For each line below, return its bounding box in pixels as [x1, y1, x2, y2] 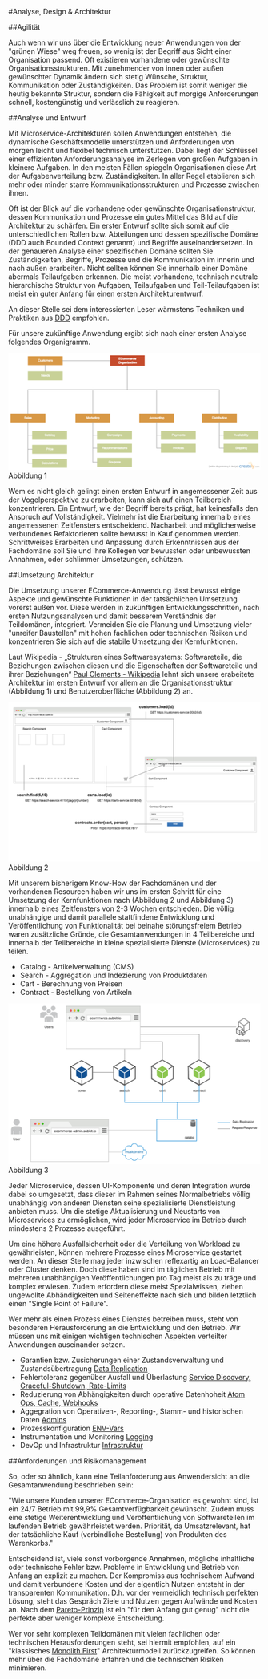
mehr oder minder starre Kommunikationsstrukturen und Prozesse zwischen [8, 180, 260, 189]
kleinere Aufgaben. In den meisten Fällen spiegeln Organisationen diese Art [8, 163, 257, 172]
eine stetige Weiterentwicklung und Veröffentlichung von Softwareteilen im [8, 1512, 255, 1522]
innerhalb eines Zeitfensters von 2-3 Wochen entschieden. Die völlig [8, 904, 234, 913]
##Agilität [8, 22, 41, 31]
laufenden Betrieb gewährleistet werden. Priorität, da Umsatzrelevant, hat [8, 1521, 250, 1531]
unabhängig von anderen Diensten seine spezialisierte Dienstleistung [8, 1198, 236, 1208]
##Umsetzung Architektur [8, 570, 94, 580]
